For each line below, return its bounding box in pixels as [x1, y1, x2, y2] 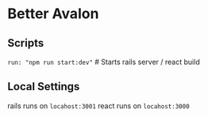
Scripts [7, 36, 44, 50]
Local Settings [7, 80, 80, 93]
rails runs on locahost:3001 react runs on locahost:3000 [7, 100, 190, 111]
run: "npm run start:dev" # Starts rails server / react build [7, 57, 200, 66]
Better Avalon [7, 5, 99, 23]
